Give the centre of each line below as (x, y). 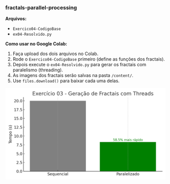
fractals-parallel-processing (41, 8)
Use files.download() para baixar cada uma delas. (66, 81)
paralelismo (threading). (38, 70)
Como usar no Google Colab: (36, 44)
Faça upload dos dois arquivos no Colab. (55, 54)
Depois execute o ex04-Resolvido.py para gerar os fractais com (79, 65)
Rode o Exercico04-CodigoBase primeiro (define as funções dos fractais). (89, 59)
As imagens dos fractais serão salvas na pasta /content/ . (73, 75)
